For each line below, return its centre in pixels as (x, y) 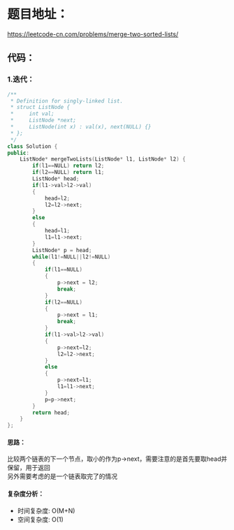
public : (19, 153)
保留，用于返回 (29, 468)
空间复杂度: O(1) (41, 519)
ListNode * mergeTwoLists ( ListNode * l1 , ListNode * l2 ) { (103, 159)
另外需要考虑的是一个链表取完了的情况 (62, 476)
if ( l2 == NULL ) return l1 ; (68, 172)
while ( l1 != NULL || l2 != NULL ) (72, 257)
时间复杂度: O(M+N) (46, 510)
